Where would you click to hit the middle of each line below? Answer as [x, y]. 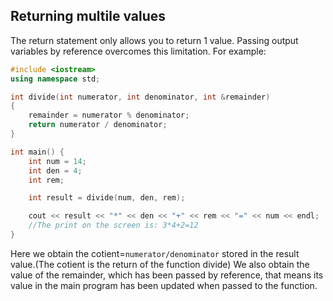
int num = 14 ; [57, 161]
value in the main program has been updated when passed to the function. [164, 285]
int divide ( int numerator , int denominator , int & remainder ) [140, 97]
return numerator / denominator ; [98, 125]
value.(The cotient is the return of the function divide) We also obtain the [160, 264]
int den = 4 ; [55, 170]
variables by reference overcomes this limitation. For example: [138, 51]
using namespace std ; [55, 79]
